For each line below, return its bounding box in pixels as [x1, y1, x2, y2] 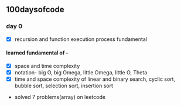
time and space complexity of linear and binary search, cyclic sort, [14, 76, 176, 83]
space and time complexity [14, 62, 80, 69]
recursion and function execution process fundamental [14, 35, 148, 43]
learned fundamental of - [6, 49, 69, 56]
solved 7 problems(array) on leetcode [14, 94, 106, 101]
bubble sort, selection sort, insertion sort [14, 82, 113, 90]
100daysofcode [6, 5, 64, 15]
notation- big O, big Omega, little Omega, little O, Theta [14, 69, 148, 76]
